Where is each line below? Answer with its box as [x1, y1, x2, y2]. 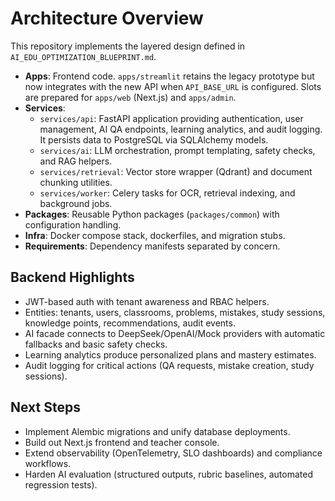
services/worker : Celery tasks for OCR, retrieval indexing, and [39, 187, 296, 199]
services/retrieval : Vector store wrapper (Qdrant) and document [39, 165, 313, 177]
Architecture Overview [10, 7, 204, 30]
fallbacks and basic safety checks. [24, 338, 168, 350]
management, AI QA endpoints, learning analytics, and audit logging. [39, 123, 323, 135]
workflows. [24, 457, 72, 469]
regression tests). [24, 478, 98, 491]
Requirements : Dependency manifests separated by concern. [24, 240, 281, 252]
